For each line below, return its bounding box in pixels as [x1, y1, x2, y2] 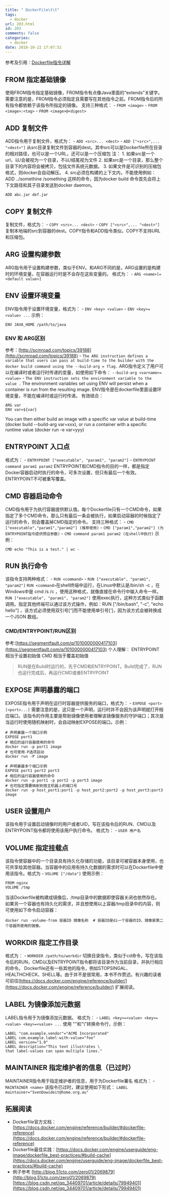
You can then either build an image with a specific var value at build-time [5, 416, 156, 422]
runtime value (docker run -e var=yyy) [5, 427, 84, 433]
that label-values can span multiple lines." [5, 1048, 102, 1053]
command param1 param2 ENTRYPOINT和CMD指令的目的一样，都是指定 [5, 463, 150, 469]
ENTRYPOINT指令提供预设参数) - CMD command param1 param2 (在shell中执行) [5, 530, 154, 536]
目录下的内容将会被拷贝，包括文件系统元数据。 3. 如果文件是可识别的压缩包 [5, 163, 162, 169]
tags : [5, 12, 17, 17]
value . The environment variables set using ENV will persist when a [5, 380, 148, 386]
